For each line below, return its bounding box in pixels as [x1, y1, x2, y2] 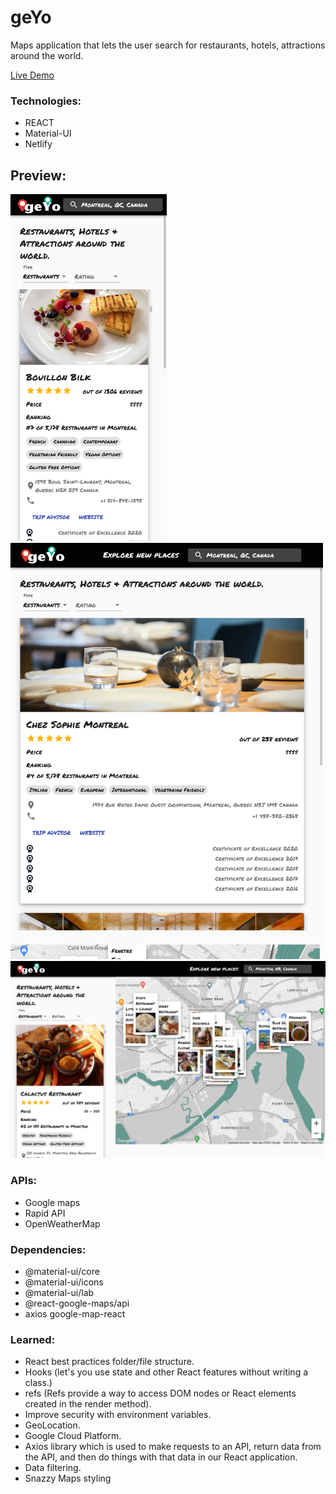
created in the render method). [24, 1398, 152, 1410]
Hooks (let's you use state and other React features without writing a [24, 1366, 309, 1378]
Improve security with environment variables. [24, 1409, 212, 1421]
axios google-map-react [24, 1308, 126, 1320]
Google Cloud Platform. [24, 1430, 122, 1442]
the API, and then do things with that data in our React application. [24, 1451, 298, 1463]
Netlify [24, 138, 53, 150]
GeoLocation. [24, 1419, 81, 1431]
